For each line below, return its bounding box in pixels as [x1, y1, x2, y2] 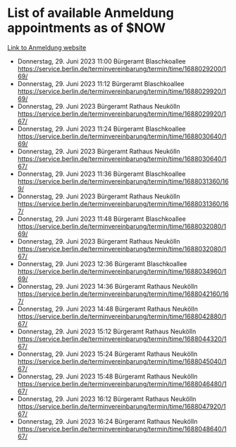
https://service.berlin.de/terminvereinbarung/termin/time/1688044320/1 [17, 334, 227, 343]
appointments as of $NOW [7, 20, 166, 36]
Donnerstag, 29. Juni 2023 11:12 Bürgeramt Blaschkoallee [17, 79, 185, 88]
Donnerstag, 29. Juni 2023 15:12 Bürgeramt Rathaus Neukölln [17, 327, 197, 335]
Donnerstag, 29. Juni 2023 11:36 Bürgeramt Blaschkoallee [17, 169, 186, 178]
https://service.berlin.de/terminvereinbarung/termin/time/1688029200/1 [17, 64, 227, 73]
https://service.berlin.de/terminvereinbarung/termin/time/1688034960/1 [17, 267, 227, 275]
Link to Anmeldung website [7, 43, 87, 52]
